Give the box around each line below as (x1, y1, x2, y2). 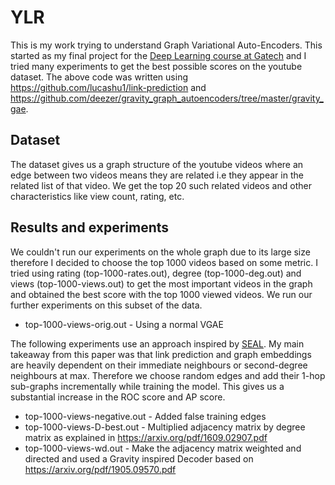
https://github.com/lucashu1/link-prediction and (10, 81, 207, 93)
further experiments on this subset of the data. (10, 299, 203, 311)
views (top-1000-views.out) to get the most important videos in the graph (10, 277, 313, 290)
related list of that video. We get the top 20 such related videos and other (10, 179, 312, 191)
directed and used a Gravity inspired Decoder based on (24, 452, 254, 465)
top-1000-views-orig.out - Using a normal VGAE (24, 318, 224, 330)
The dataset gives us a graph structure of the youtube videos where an (10, 158, 304, 170)
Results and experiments (10, 219, 170, 236)
